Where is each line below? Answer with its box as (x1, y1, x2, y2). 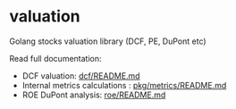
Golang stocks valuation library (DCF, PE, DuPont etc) (9, 36, 207, 46)
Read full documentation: (9, 53, 102, 63)
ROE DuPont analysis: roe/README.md (21, 89, 166, 100)
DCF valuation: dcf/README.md (21, 70, 140, 81)
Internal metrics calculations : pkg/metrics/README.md (21, 80, 227, 90)
